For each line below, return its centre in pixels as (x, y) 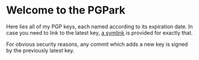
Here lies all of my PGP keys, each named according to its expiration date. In (99, 26)
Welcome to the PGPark (66, 10)
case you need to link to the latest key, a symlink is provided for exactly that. (99, 32)
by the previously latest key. (40, 50)
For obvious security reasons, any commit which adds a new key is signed (97, 44)
